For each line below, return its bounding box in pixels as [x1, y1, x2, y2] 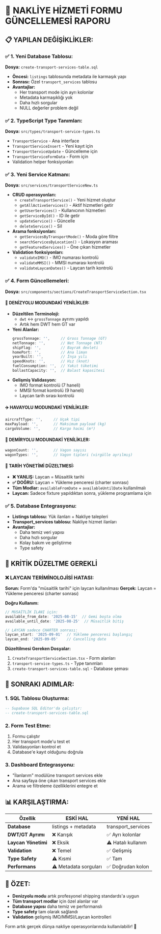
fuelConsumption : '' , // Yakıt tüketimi [12, 363, 99, 369]
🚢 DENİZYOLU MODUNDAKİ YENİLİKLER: [5, 300, 90, 306]
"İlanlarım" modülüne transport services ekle [12, 773, 103, 778]
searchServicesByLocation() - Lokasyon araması [19, 239, 118, 245]
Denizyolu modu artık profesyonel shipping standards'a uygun [12, 893, 139, 899]
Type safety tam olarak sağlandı [12, 908, 78, 914]
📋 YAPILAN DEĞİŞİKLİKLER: [5, 35, 94, 44]
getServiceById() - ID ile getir [19, 213, 80, 219]
